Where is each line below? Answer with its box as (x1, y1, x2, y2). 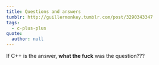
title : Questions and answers (6, 8, 82, 15)
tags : (6, 19, 20, 25)
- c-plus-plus (11, 25, 46, 31)
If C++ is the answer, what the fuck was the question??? (6, 53, 145, 59)
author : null (11, 36, 44, 42)
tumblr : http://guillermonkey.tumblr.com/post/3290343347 (6, 14, 153, 20)
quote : (6, 31, 23, 37)
